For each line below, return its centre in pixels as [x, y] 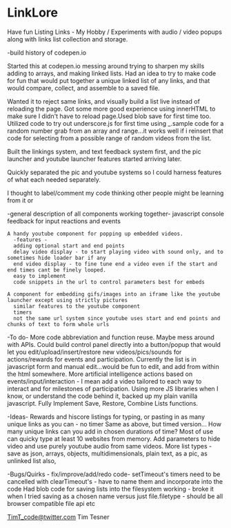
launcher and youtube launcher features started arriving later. [94, 159]
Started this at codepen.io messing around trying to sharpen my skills [106, 66]
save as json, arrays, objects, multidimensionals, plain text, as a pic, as [108, 453]
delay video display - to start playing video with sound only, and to [119, 252]
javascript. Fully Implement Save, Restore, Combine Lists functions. [103, 403]
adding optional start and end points [69, 246]
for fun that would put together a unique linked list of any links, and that [109, 80]
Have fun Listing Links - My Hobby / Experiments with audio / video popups [115, 32]
